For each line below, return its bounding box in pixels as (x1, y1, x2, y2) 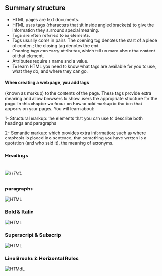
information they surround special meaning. (12, 27, 99, 33)
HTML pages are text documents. (12, 17, 79, 22)
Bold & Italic (5, 208, 34, 215)
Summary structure (5, 4, 65, 12)
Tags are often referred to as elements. (12, 32, 91, 38)
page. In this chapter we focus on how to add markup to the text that (5, 101, 142, 106)
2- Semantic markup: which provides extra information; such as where (5, 130, 146, 136)
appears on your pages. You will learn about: (5, 106, 95, 112)
